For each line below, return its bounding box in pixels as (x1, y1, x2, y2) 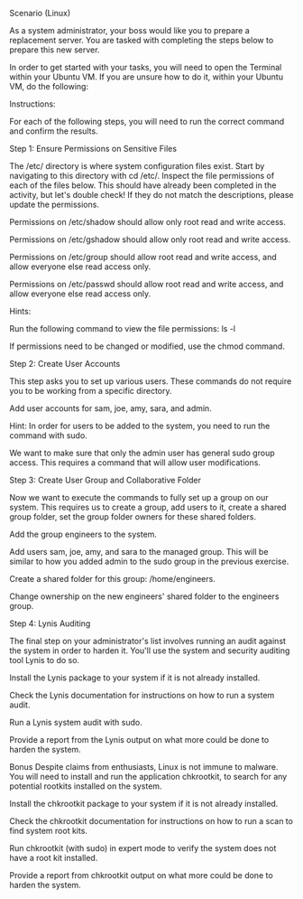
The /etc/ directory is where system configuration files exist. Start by (9, 161, 265, 171)
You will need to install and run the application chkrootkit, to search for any (9, 772, 288, 782)
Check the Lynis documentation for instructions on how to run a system (9, 690, 275, 700)
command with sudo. (9, 430, 87, 441)
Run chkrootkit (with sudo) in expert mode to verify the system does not (9, 843, 277, 853)
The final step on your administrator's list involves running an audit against (9, 636, 287, 646)
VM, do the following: (9, 81, 88, 91)
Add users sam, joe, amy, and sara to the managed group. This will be (9, 547, 269, 557)
